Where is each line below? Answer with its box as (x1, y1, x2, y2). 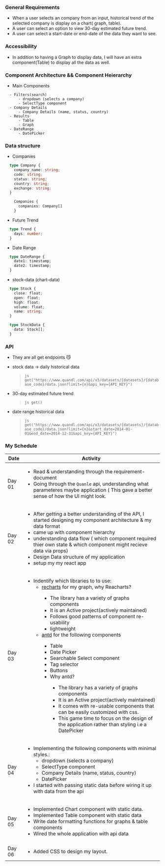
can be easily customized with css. (58, 709, 139, 716)
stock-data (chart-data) (12, 277, 60, 283)
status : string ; (14, 176, 48, 182)
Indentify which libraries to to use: (33, 577, 112, 584)
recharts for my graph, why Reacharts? (41, 584, 132, 591)
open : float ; (14, 295, 41, 300)
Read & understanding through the (33, 468, 113, 475)
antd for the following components (41, 631, 121, 638)
